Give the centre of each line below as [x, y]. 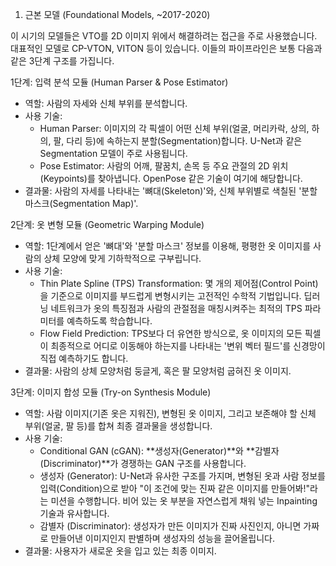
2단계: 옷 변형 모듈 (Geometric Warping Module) [107, 224]
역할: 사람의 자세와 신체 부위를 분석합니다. [106, 103]
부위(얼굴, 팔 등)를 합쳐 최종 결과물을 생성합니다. [118, 426]
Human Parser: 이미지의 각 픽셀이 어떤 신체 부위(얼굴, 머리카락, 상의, [174, 128]
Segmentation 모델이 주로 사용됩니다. [113, 153]
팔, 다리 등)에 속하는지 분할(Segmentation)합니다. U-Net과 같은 [178, 141]
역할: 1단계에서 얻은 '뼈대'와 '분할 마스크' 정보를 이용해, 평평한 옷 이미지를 [168, 246]
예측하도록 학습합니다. [109, 321]
